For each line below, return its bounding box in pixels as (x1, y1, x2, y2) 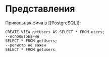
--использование (5, 34, 39, 39)
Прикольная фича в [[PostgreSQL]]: (5, 20, 81, 26)
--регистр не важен (5, 42, 46, 48)
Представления (5, 3, 75, 15)
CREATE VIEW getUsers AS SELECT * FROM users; (5, 29, 105, 34)
